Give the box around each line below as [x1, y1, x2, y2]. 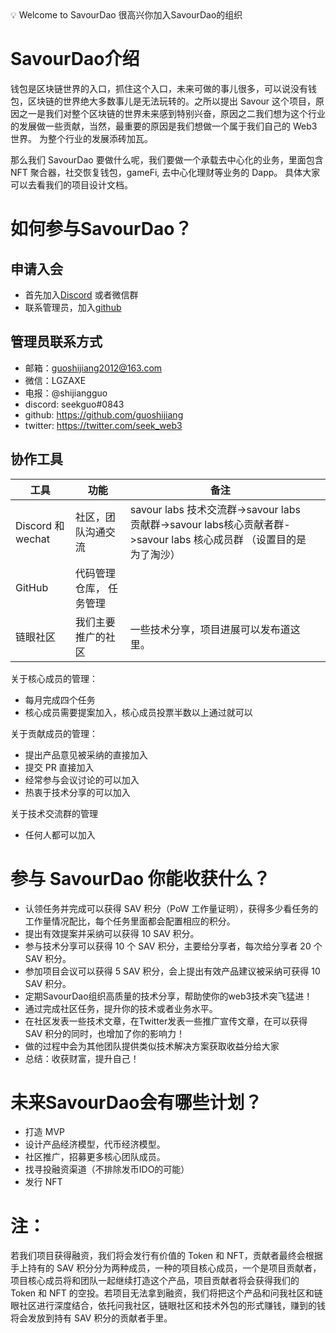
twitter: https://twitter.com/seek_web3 [24, 419, 183, 431]
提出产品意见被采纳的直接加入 [24, 748, 148, 761]
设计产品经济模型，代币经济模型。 [24, 1138, 166, 1151]
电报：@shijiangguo [24, 387, 108, 399]
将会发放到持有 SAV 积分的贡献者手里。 [10, 1312, 173, 1324]
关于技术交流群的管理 [10, 807, 98, 819]
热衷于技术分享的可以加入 [24, 786, 131, 798]
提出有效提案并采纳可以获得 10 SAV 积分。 [24, 927, 200, 939]
